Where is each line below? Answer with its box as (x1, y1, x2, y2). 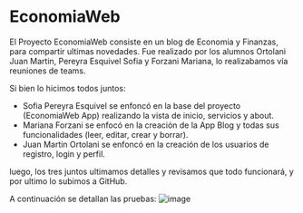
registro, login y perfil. (22, 148, 106, 160)
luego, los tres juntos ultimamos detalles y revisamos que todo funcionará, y (9, 166, 295, 177)
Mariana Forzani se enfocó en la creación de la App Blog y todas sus (22, 120, 279, 131)
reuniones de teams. (9, 65, 86, 76)
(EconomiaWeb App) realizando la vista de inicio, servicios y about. (22, 110, 275, 121)
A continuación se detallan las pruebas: (9, 193, 157, 204)
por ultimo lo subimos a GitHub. (9, 175, 128, 187)
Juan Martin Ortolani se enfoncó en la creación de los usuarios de (22, 139, 269, 150)
